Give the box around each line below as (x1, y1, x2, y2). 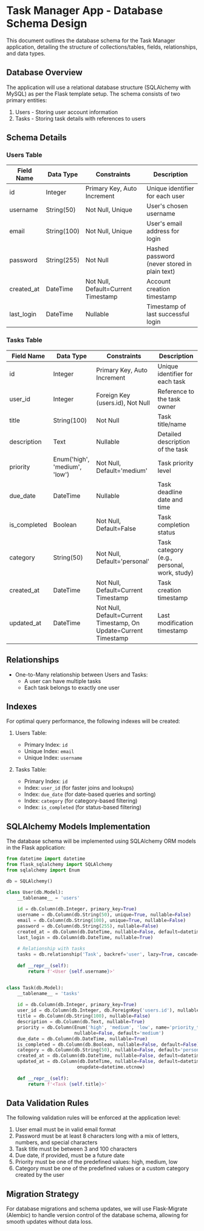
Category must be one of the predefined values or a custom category (15, 1165, 189, 1172)
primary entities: (6, 96, 47, 104)
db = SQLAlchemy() (6, 878, 53, 884)
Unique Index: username (24, 754, 83, 762)
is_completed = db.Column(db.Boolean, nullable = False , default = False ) (17, 1041, 200, 1048)
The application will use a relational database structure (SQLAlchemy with (6, 83, 191, 91)
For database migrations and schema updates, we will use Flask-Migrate (6, 1205, 188, 1213)
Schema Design (6, 16, 87, 30)
